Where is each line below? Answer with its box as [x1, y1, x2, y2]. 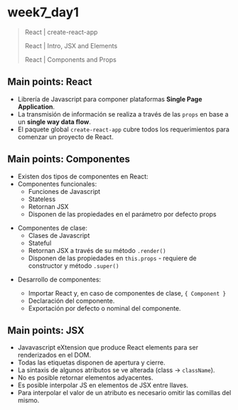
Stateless [28, 195, 56, 203]
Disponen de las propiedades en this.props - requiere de [28, 254, 197, 262]
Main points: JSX [7, 324, 85, 336]
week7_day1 [7, 4, 80, 21]
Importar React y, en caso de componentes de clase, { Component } [28, 288, 227, 297]
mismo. [17, 396, 40, 405]
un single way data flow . [17, 117, 91, 126]
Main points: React [7, 76, 92, 88]
